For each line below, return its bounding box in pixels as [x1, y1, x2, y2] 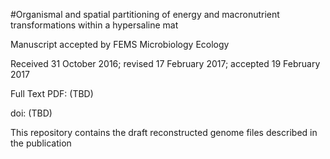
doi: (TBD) [10, 107, 53, 119]
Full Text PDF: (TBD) [10, 88, 94, 99]
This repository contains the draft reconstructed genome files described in [10, 127, 318, 138]
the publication [10, 137, 72, 149]
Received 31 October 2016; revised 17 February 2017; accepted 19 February [10, 58, 321, 69]
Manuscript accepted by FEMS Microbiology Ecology [10, 39, 230, 50]
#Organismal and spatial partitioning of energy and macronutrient [10, 9, 280, 20]
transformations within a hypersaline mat [10, 19, 179, 31]
